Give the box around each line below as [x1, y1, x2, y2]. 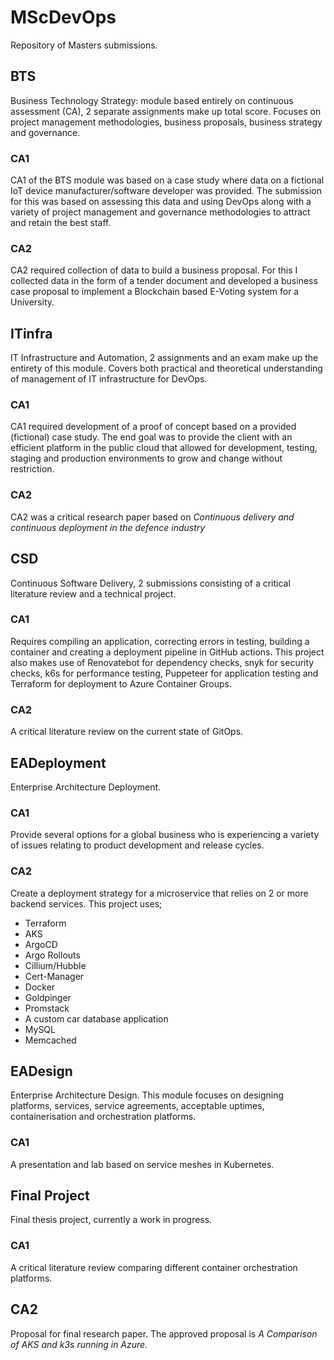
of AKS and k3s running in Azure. [10, 1338, 148, 1350]
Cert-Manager [24, 970, 85, 982]
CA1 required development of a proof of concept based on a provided [10, 421, 297, 433]
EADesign [10, 1062, 73, 1080]
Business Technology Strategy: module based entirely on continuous [10, 94, 294, 106]
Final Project [10, 1187, 90, 1205]
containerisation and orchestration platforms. [10, 1111, 197, 1123]
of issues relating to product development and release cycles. [10, 839, 265, 851]
